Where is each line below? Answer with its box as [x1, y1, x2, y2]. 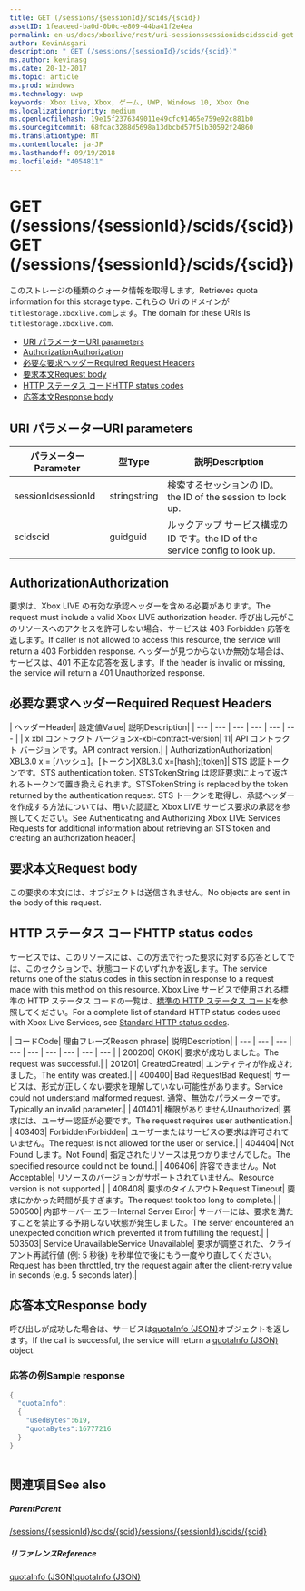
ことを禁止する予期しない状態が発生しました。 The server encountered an [16, 1217, 295, 1228]
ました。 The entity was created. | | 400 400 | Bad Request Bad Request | [9, 1069, 272, 1081]
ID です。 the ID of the [167, 532, 258, 545]
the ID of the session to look [167, 491, 287, 504]
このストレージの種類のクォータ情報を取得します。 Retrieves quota [9, 285, 259, 296]
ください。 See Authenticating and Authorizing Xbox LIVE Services [33, 812, 281, 823]
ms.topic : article [9, 73, 79, 82]
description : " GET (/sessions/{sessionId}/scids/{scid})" [9, 47, 238, 56]
